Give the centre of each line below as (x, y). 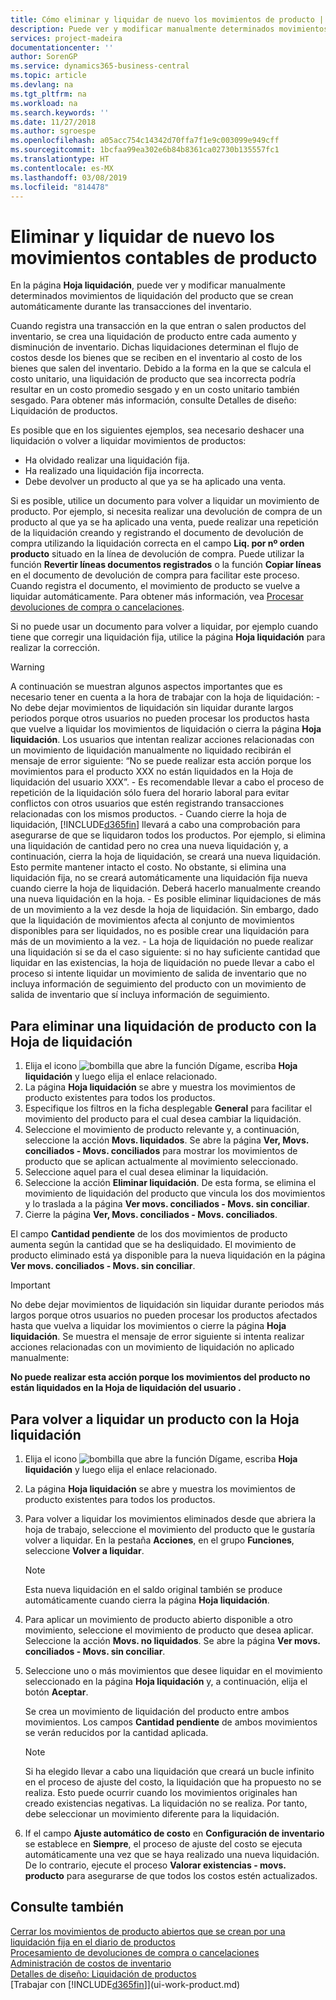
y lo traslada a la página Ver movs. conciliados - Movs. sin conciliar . (167, 1204)
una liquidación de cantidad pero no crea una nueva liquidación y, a (149, 846)
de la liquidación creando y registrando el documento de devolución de (157, 533)
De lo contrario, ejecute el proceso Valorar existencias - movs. (155, 1865)
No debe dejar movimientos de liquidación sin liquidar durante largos (152, 708)
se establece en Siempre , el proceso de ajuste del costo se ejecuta (163, 1843)
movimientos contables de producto (164, 257)
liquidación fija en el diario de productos (93, 1942)
